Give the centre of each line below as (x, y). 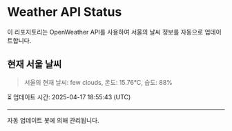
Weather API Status (65, 12)
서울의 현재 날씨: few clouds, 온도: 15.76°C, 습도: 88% (98, 82)
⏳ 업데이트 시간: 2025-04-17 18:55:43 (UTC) (69, 97)
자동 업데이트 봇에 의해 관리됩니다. (53, 120)
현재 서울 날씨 (35, 64)
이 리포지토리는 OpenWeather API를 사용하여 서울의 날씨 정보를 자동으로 (105, 32)
